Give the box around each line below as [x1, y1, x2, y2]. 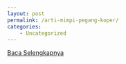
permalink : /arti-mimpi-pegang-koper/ [7, 17, 119, 24]
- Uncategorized [19, 29, 67, 37]
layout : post [7, 10, 45, 17]
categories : [7, 23, 42, 30]
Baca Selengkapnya [7, 49, 64, 57]
